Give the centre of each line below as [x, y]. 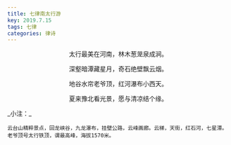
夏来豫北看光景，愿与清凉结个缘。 [118, 99]
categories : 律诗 [32, 33]
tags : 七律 [22, 27]
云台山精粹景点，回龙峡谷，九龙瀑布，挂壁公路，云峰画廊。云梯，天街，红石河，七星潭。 [117, 128]
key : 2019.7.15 [30, 20]
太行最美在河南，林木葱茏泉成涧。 [118, 54]
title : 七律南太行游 [34, 14]
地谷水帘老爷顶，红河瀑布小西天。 [118, 84]
